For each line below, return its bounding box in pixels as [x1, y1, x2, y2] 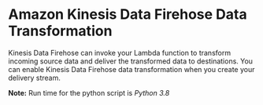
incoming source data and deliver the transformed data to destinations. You [8, 56, 254, 66]
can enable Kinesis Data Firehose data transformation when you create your [8, 64, 255, 74]
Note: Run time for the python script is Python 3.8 [8, 88, 170, 97]
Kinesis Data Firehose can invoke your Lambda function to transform [8, 48, 231, 57]
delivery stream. [8, 73, 61, 82]
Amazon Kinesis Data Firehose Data [8, 5, 247, 24]
